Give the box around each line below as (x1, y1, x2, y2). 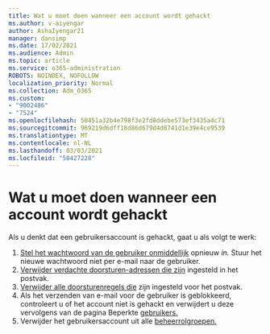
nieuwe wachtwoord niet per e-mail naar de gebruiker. (19, 257, 201, 266)
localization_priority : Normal (8, 79, 114, 87)
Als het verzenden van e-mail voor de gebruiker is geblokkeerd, (19, 291, 232, 300)
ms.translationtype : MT (8, 131, 89, 139)
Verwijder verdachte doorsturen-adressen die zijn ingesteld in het (19, 265, 239, 274)
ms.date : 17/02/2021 (8, 42, 78, 50)
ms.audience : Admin (8, 49, 74, 57)
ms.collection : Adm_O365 (8, 86, 92, 95)
